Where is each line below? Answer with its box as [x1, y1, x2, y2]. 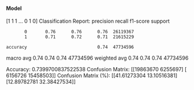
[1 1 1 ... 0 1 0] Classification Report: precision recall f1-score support [6, 18, 170, 25]
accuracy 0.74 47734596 [6, 44, 134, 50]
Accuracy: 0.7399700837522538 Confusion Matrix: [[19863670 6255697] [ [6, 66, 187, 73]
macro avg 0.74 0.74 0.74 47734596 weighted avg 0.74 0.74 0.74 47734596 [6, 54, 189, 61]
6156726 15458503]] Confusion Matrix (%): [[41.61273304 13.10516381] [6, 72, 178, 79]
